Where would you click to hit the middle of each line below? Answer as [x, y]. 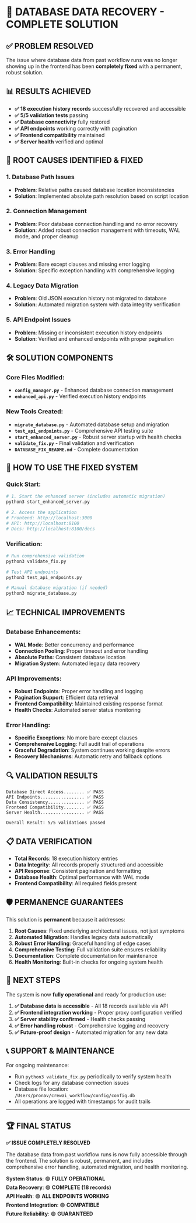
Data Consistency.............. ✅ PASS [55, 802]
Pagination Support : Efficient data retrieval [66, 698]
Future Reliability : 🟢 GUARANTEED [50, 1214]
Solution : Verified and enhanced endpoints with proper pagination [94, 338]
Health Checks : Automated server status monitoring [78, 710]
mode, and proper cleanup [46, 236]
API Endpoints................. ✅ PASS [55, 797]
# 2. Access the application [41, 513]
